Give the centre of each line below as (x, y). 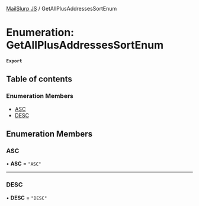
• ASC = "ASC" (24, 164)
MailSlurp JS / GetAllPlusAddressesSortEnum (62, 9)
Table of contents (39, 79)
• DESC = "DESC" (27, 198)
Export (14, 61)
